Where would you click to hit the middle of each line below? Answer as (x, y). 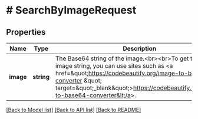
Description (140, 49)
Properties (26, 32)
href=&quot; (72, 73)
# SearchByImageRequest (71, 10)
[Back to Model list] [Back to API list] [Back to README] (74, 110)
